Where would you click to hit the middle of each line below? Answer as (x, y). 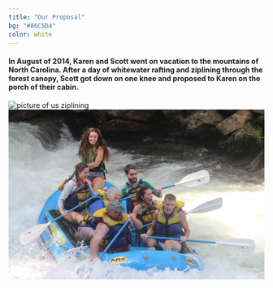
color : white (30, 34)
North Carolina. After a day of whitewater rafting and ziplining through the (136, 70)
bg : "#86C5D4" (32, 26)
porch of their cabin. (44, 87)
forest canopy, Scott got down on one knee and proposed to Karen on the (134, 78)
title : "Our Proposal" (47, 17)
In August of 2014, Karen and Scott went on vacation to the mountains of (134, 61)
